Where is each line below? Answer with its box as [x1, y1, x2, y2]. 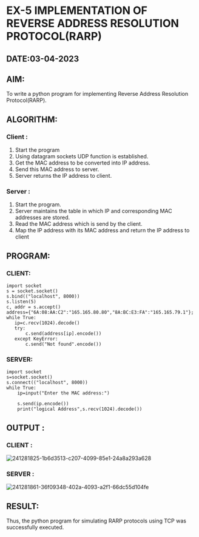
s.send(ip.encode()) [17, 401, 69, 407]
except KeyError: [14, 336, 59, 342]
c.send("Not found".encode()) [25, 341, 102, 348]
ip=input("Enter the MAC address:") [17, 390, 110, 396]
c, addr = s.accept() [6, 304, 61, 310]
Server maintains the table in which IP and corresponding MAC [15, 208, 172, 215]
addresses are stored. [15, 214, 70, 221]
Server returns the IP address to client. [15, 172, 112, 180]
